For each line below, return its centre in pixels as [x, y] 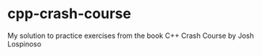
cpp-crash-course [69, 14]
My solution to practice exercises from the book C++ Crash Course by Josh [131, 35]
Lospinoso [25, 43]
